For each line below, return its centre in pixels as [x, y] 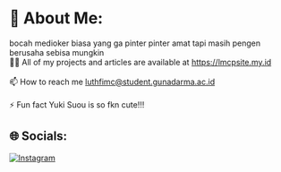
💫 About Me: [56, 18]
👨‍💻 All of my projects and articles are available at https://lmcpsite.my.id [140, 62]
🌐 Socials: [38, 137]
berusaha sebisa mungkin [57, 52]
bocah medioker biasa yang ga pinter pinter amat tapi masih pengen [135, 43]
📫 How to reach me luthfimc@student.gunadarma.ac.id [112, 82]
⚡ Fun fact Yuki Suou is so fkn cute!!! [77, 104]
